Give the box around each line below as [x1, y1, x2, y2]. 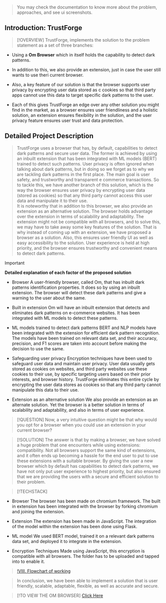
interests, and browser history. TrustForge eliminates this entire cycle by [11, 376, 160, 382]
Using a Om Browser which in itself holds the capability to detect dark [11, 52, 156, 57]
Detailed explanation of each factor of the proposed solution [4, 270, 132, 275]
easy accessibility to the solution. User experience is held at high [16, 240, 150, 246]
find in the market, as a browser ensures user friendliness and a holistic [11, 107, 158, 113]
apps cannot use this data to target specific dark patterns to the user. [11, 92, 154, 98]
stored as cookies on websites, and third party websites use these [11, 366, 147, 372]
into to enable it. [11, 558, 45, 564]
